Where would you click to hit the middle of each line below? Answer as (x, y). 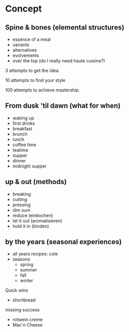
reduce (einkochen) (33, 215)
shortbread (24, 300)
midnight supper (29, 166)
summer (29, 270)
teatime (20, 150)
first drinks (24, 123)
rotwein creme (27, 319)
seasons (21, 259)
